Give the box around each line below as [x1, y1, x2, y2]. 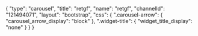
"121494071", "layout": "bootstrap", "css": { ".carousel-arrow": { [5, 11, 163, 18]
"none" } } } [5, 24, 34, 31]
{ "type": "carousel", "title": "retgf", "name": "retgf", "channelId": [5, 5, 165, 12]
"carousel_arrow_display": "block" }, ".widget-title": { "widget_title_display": [5, 18, 193, 24]
